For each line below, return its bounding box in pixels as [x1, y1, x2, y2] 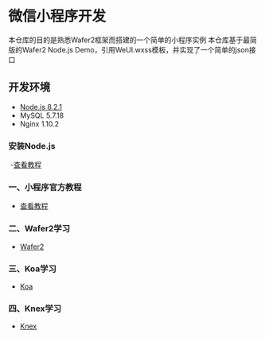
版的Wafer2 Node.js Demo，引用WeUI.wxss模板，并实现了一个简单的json [8, 45, 249, 54]
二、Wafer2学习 [8, 223, 70, 235]
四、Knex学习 [8, 303, 62, 314]
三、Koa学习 [8, 263, 57, 274]
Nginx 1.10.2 [19, 118, 60, 128]
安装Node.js [8, 140, 56, 151]
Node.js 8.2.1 [19, 102, 62, 111]
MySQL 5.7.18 [19, 111, 64, 120]
